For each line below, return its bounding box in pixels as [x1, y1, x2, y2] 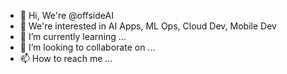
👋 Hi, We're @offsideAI [19, 10, 114, 21]
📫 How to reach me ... [19, 53, 113, 64]
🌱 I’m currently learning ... [19, 31, 127, 42]
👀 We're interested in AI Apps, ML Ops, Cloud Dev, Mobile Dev [19, 20, 277, 32]
